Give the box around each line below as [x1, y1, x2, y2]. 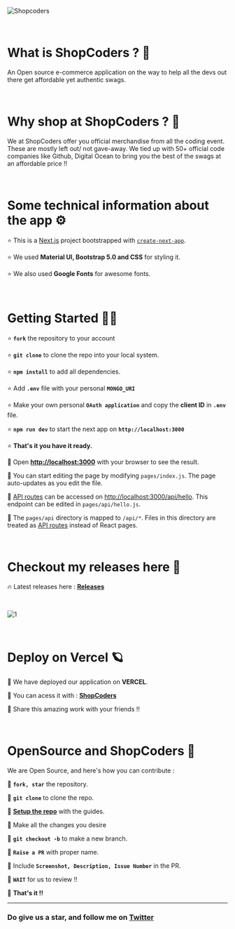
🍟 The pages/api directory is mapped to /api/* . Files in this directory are [7, 513, 216, 522]
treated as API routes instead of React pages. [7, 520, 138, 529]
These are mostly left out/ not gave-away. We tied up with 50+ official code [7, 144, 225, 152]
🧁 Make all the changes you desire [7, 820, 107, 829]
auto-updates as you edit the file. [7, 478, 103, 487]
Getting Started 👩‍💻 [7, 310, 117, 326]
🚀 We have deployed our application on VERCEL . [7, 678, 148, 686]
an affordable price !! [7, 159, 68, 168]
